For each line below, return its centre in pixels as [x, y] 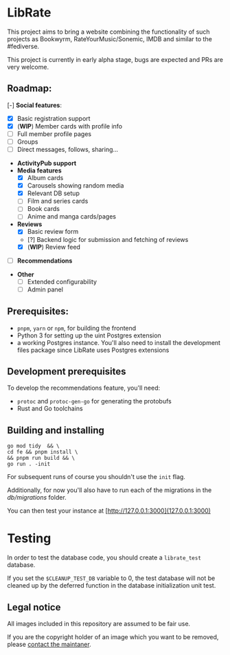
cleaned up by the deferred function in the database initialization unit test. [112, 586]
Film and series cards [58, 201]
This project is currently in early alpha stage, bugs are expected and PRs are [115, 59]
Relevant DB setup [54, 193]
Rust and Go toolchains [50, 409]
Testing [29, 539]
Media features [39, 170]
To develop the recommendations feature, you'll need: [84, 388]
